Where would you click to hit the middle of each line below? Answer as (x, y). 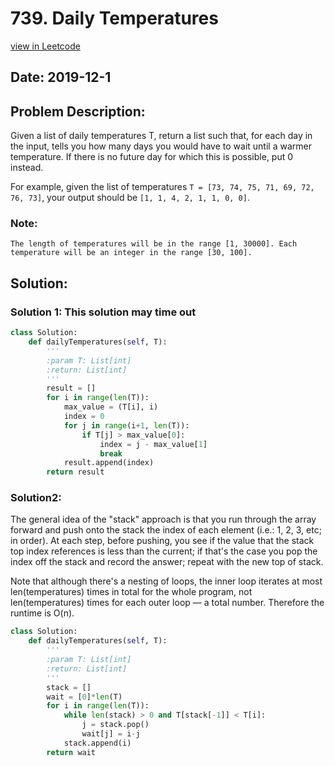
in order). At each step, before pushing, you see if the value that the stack (162, 541)
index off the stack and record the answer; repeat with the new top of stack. (167, 562)
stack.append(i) (97, 743)
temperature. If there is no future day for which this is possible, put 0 (152, 157)
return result (75, 472)
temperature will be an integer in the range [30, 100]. (131, 253)
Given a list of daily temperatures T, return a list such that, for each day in (161, 136)
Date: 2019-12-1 (61, 77)
